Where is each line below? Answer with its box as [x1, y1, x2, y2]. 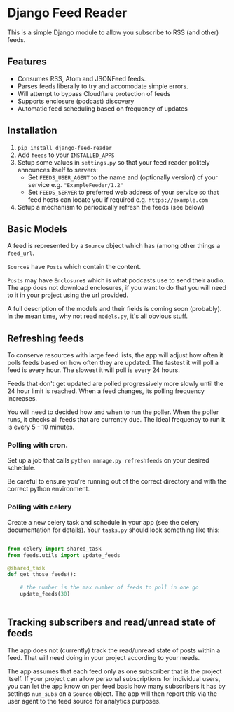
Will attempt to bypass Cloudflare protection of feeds [17, 89, 171, 97]
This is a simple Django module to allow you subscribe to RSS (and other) [7, 28, 219, 36]
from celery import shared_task [7, 545, 102, 552]
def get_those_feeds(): [7, 571, 77, 578]
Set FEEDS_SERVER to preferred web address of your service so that [27, 188, 219, 196]
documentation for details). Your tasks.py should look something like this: [7, 526, 220, 534]
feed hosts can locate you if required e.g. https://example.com [27, 195, 209, 204]
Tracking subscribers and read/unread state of [7, 617, 216, 629]
